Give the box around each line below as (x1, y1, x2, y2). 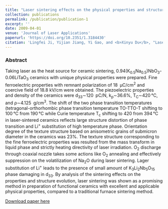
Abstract (5, 56, 27, 63)
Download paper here (5, 198, 50, 204)
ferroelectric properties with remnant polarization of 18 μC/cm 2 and (5, 81, 145, 88)
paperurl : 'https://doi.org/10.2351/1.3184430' (5, 36, 106, 41)
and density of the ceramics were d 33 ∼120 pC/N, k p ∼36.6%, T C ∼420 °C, (5, 92, 158, 100)
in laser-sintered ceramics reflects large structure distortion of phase (5, 117, 147, 123)
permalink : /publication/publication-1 (5, 17, 88, 22)
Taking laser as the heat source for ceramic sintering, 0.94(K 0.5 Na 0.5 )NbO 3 (5, 68, 160, 75)
